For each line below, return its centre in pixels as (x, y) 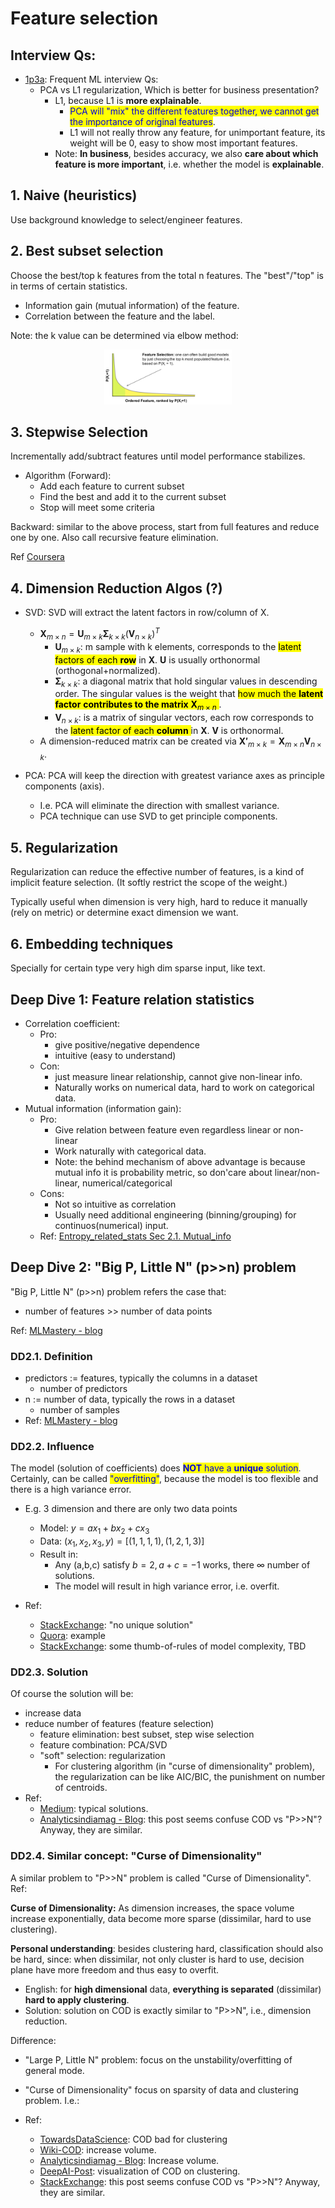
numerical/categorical (127, 1183)
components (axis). (64, 786)
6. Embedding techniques (92, 943)
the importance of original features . (142, 121)
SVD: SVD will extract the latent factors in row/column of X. (147, 613)
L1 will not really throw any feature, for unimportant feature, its (197, 132)
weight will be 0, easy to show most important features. (183, 143)
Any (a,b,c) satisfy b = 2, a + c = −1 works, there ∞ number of (182, 1564)
